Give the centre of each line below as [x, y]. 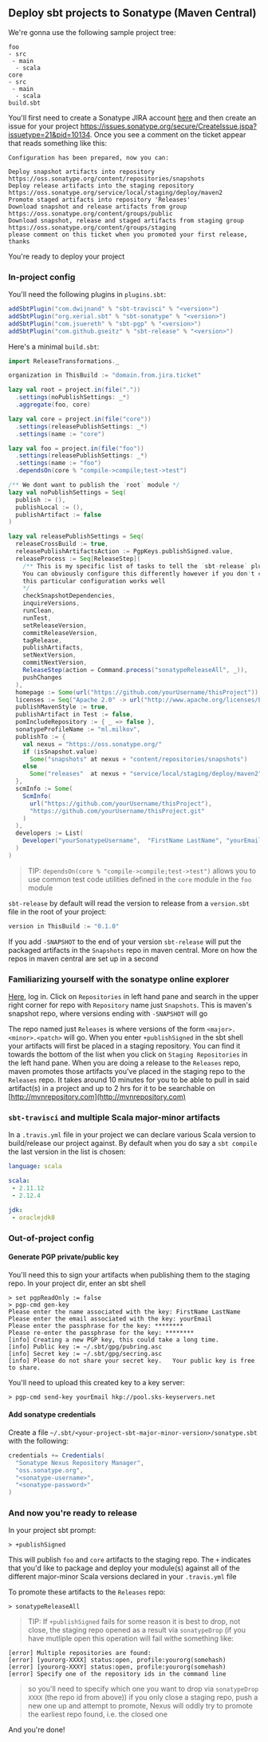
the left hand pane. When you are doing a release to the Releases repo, [124, 1063]
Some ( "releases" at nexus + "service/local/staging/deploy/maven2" [146, 774]
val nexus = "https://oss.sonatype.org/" [92, 744]
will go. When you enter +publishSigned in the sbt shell [153, 1037]
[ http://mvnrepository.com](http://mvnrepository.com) [97, 1097]
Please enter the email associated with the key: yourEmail [110, 1319]
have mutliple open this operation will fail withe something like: [130, 1638]
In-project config [42, 277]
